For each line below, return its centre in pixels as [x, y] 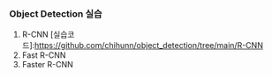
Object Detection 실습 [56, 13]
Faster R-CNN [47, 65]
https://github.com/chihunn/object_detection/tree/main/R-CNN [148, 45]
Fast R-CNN [44, 55]
